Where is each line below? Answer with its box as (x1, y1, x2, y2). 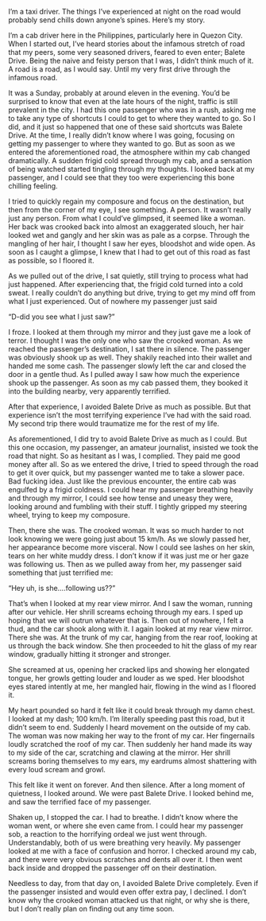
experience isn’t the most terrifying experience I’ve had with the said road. (8, 410, 252, 420)
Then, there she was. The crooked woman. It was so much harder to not (8, 526, 245, 535)
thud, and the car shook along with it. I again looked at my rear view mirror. (8, 624, 253, 633)
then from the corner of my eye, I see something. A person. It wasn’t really (8, 205, 252, 214)
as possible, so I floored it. (8, 256, 94, 265)
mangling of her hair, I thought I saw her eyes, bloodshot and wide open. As (8, 239, 256, 248)
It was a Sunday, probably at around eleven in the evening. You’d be (8, 88, 230, 98)
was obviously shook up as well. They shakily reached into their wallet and (8, 353, 253, 362)
